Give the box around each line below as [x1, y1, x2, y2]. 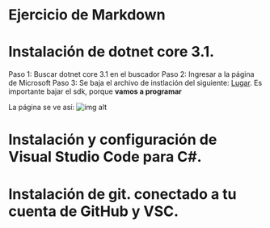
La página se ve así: [8, 103, 75, 112]
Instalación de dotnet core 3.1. [8, 43, 215, 61]
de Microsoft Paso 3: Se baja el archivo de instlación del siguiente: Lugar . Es [8, 78, 263, 88]
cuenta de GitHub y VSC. [8, 202, 179, 220]
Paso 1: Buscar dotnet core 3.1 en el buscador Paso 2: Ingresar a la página [8, 70, 255, 79]
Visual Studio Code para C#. [8, 148, 202, 167]
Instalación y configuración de [8, 131, 217, 149]
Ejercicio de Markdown [8, 6, 166, 24]
